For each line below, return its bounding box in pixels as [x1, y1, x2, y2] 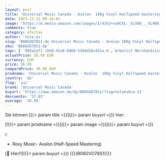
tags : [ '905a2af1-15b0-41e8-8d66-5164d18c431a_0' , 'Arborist [5, 48, 133, 53]
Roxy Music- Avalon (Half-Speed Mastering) [12, 141, 102, 147]
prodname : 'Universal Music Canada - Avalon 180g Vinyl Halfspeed [5, 71, 146, 76]
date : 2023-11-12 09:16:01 [5, 16, 60, 21]
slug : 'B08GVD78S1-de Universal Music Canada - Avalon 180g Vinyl [5, 39, 144, 44]
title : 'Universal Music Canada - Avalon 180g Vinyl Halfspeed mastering [5, 12, 162, 17]
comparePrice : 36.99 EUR [5, 67, 56, 72]
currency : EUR [5, 57, 34, 62]
